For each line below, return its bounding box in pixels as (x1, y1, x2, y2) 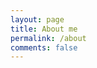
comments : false (10, 42, 78, 53)
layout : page (10, 14, 65, 25)
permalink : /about (10, 33, 87, 43)
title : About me (10, 24, 78, 34)
